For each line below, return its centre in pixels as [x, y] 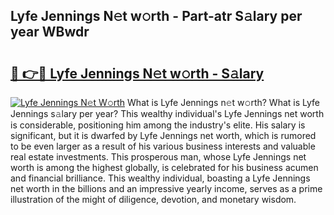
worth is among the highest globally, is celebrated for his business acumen [164, 167]
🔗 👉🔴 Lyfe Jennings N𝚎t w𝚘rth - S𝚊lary [137, 73]
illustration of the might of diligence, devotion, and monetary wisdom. [153, 199]
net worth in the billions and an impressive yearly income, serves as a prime [166, 188]
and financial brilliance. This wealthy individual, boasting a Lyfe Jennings [160, 178]
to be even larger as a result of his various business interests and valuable [163, 146]
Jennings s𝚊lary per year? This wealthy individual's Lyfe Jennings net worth [167, 113]
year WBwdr [50, 32]
